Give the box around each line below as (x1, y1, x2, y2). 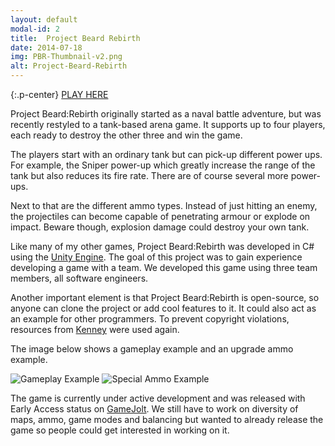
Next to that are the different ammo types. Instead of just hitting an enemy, (10, 200, 318, 211)
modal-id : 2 (10, 24, 60, 34)
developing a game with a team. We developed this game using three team (10, 262, 318, 273)
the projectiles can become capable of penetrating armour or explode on (10, 211, 311, 222)
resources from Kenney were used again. (10, 324, 180, 335)
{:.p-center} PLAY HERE (10, 89, 109, 100)
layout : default (10, 14, 78, 25)
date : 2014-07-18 (10, 42, 83, 53)
